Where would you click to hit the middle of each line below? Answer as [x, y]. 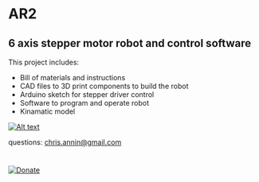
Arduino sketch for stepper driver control [87, 95]
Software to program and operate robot [84, 103]
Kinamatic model [47, 111]
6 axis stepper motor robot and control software [130, 43]
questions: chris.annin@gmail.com [65, 142]
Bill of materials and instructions [73, 77]
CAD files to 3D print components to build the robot [104, 86]
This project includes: [44, 62]
